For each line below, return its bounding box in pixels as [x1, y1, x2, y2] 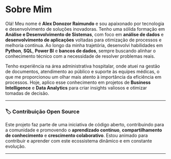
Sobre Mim [5, 4, 52, 15]
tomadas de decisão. [5, 90, 49, 96]
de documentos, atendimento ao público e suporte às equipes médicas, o [5, 68, 160, 75]
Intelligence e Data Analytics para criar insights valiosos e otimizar [5, 84, 148, 90]
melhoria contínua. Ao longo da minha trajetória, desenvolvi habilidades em [5, 42, 163, 48]
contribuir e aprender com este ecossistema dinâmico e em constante [5, 138, 152, 144]
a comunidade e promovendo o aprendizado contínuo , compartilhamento [5, 127, 162, 133]
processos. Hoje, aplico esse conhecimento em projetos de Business [5, 79, 151, 85]
